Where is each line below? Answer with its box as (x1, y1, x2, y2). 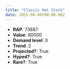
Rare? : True (12, 59, 38, 65)
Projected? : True (12, 48, 49, 54)
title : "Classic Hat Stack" (5, 7, 65, 13)
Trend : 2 (12, 42, 32, 49)
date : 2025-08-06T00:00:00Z (5, 12, 65, 17)
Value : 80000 (12, 32, 42, 38)
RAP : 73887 (12, 26, 38, 32)
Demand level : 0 (12, 37, 48, 43)
